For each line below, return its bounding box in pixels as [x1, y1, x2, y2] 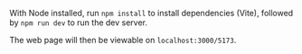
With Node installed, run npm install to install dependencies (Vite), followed [9, 8, 294, 18]
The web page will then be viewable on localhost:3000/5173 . [9, 35, 237, 45]
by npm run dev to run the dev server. [9, 17, 147, 28]
